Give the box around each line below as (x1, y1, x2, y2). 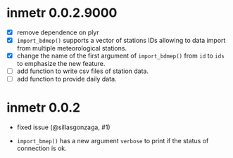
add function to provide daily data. (16, 75, 117, 84)
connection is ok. (16, 144, 68, 152)
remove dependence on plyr (16, 28, 99, 37)
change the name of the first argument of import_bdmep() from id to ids (16, 51, 225, 60)
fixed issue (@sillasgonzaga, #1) (16, 123, 111, 131)
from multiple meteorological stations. (16, 44, 127, 53)
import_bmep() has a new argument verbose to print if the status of (16, 137, 209, 145)
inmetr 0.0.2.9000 (6, 5, 118, 21)
